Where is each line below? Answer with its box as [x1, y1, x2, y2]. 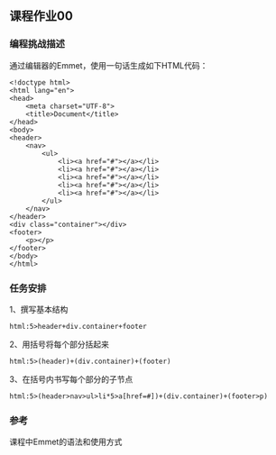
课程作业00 [9, 8, 74, 24]
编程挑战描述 [9, 38, 66, 50]
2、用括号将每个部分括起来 [9, 339, 110, 350]
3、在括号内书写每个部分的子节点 [9, 373, 133, 385]
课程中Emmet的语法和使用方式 [9, 436, 123, 448]
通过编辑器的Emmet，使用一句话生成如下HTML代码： [9, 59, 208, 70]
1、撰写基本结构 [9, 304, 69, 314]
